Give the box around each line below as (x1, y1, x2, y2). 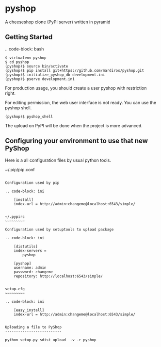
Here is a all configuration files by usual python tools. (5, 157, 112, 163)
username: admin (14, 265, 47, 270)
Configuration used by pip (5, 180, 60, 185)
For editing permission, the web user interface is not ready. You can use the (5, 99, 157, 105)
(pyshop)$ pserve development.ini (5, 76, 75, 82)
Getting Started (5, 33, 53, 41)
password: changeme (14, 269, 53, 274)
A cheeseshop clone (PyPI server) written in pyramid (5, 19, 111, 25)
